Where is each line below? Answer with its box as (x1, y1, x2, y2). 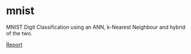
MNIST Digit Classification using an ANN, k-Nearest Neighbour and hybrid (6, 23, 186, 31)
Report (6, 41, 23, 48)
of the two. (6, 29, 32, 36)
